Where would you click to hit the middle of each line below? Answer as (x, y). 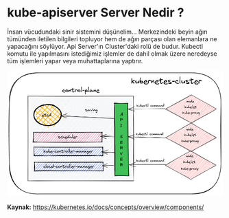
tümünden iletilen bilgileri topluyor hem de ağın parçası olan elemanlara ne (112, 39)
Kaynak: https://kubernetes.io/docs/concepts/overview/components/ (106, 207)
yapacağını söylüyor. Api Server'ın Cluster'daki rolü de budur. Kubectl (105, 46)
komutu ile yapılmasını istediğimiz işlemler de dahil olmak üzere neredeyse (112, 54)
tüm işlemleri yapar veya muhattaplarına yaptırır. (75, 61)
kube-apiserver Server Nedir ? (96, 13)
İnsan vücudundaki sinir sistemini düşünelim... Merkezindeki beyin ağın (107, 32)
